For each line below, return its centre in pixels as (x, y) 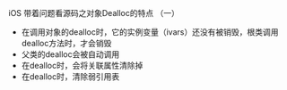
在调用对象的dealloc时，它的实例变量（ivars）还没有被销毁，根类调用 (150, 32)
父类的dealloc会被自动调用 (70, 54)
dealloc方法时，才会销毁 (66, 43)
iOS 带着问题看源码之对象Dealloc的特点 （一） (94, 13)
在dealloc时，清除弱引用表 (70, 77)
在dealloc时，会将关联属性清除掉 (82, 65)
